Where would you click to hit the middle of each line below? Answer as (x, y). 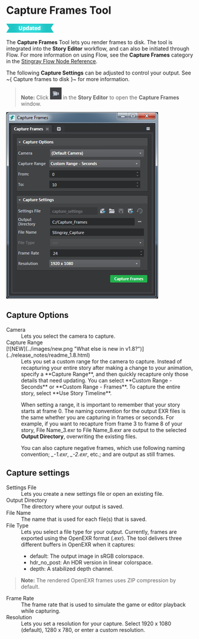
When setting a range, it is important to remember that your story (101, 405)
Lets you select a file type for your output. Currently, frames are (99, 532)
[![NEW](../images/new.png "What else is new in (65, 348)
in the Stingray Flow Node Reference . (52, 61)
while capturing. (41, 611)
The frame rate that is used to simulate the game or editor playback (103, 604)
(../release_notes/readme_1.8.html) (48, 355)
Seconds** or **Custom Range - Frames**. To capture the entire (101, 387)
